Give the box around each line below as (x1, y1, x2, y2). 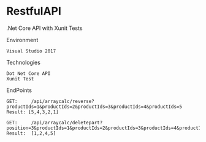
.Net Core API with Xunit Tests (6, 24, 83, 32)
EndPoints (6, 87, 32, 94)
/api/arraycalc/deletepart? (31, 119, 103, 126)
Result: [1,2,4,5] (6, 130, 56, 137)
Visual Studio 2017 (6, 48, 56, 54)
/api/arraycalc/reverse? (31, 98, 95, 104)
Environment (6, 36, 39, 43)
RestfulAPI (6, 4, 61, 18)
